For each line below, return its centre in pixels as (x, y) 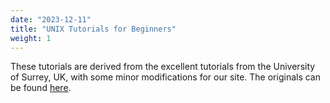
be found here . (41, 88)
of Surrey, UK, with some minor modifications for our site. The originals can (165, 77)
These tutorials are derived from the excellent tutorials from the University (163, 67)
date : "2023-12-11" (51, 19)
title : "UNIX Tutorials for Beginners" (93, 29)
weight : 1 (31, 38)
